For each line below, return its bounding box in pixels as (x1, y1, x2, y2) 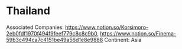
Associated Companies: (6, 24, 64, 31)
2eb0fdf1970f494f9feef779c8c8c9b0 (6, 30, 97, 37)
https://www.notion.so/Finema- (100, 30, 176, 37)
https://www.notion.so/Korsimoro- (64, 24, 149, 31)
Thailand (6, 4, 50, 18)
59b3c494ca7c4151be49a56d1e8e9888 (6, 36, 103, 43)
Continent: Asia (104, 36, 142, 43)
